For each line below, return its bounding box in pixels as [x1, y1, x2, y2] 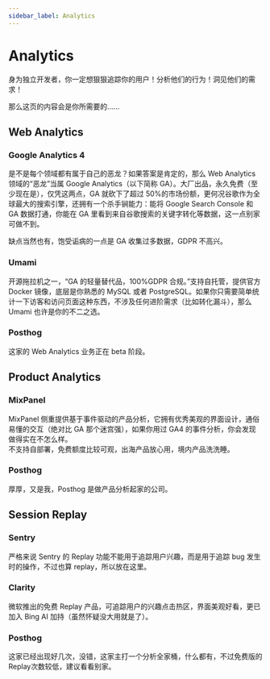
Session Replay [8, 508, 87, 522]
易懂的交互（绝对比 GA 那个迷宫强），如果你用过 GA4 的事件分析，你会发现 [8, 424, 256, 434]
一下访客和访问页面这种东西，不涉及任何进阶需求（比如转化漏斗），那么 [15, 296, 252, 306]
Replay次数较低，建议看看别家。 [8, 662, 116, 672]
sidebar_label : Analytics [8, 11, 95, 20]
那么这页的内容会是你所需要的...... [8, 102, 120, 111]
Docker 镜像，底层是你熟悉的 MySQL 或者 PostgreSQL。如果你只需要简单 [8, 286, 252, 296]
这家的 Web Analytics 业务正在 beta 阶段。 [8, 346, 150, 356]
